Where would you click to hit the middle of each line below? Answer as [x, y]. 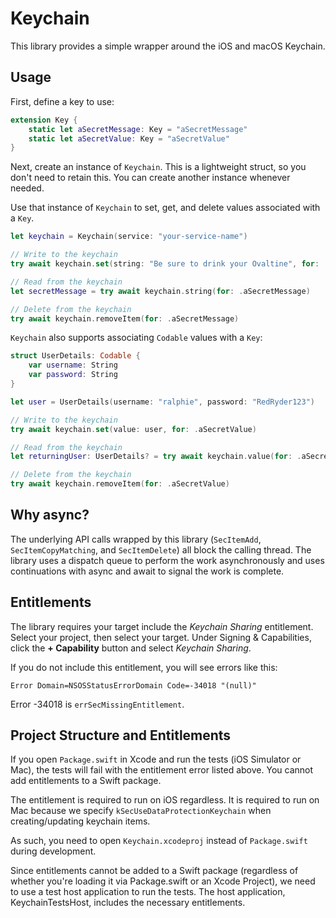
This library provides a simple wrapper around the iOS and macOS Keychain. [168, 46]
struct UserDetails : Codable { [75, 356]
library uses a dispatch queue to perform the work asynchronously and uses [167, 560]
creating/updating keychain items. [80, 821]
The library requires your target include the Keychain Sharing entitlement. [162, 626]
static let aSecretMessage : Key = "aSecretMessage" [138, 129]
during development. [53, 851]
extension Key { [44, 120]
